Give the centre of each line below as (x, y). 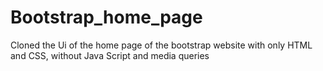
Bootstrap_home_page (106, 17)
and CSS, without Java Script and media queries (110, 55)
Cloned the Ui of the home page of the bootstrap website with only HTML (161, 45)
